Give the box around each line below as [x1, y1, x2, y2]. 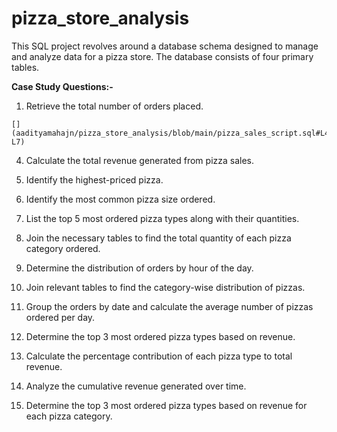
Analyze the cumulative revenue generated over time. [25, 380, 247, 392]
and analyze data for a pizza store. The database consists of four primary [11, 50, 314, 62]
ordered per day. [25, 311, 96, 323]
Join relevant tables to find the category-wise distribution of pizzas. [25, 281, 306, 293]
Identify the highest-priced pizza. [25, 173, 164, 186]
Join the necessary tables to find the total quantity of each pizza [25, 232, 292, 244]
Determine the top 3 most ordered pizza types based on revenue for [25, 399, 308, 411]
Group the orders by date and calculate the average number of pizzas [25, 300, 314, 312]
